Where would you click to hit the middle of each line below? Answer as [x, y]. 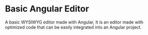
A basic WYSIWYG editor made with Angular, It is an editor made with [74, 22]
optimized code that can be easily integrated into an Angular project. [73, 27]
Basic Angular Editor [47, 9]
